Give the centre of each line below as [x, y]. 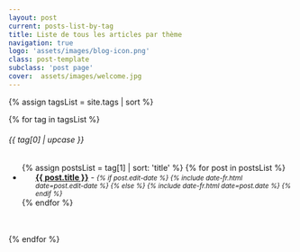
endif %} [49, 193]
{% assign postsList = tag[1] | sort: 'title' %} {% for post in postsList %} [153, 167]
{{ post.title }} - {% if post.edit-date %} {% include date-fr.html [139, 177]
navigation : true [41, 43]
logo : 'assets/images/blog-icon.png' [79, 51]
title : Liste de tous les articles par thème [95, 34]
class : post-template [49, 59]
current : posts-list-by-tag [61, 26]
